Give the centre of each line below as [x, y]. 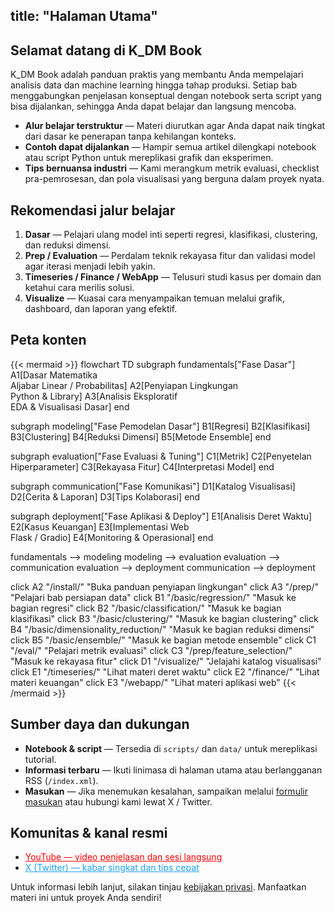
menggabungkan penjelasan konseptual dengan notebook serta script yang [166, 96]
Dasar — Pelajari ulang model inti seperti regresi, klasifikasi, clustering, [171, 235]
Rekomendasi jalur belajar [93, 210]
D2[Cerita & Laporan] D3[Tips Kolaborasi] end [105, 496]
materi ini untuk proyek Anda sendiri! [86, 898]
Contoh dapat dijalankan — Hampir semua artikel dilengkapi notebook [170, 147]
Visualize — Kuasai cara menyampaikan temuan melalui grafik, [155, 298]
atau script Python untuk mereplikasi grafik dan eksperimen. [149, 158]
